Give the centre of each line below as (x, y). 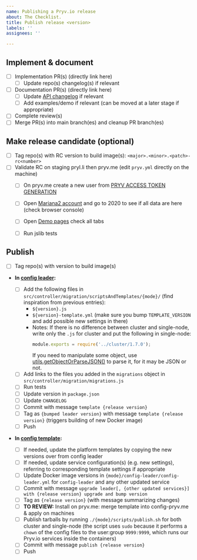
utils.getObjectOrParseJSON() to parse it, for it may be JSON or (109, 361)
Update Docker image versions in (64, 475)
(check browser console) (54, 210)
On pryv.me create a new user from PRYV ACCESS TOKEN (94, 185)
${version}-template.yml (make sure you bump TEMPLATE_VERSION (111, 314)
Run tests (35, 387)
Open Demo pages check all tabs (64, 222)
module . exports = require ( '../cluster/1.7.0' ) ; (91, 344)
